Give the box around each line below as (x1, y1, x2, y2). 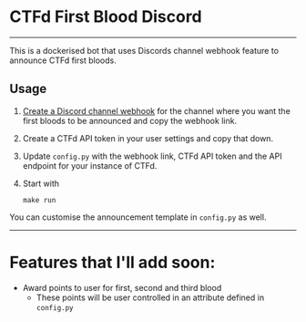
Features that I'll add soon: (9, 252, 216, 273)
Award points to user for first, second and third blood (22, 282, 222, 293)
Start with (22, 178, 60, 189)
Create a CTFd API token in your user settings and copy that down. (22, 132, 274, 143)
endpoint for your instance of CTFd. (22, 160, 158, 171)
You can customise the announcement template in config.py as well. (9, 212, 267, 223)
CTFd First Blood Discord (9, 6, 202, 27)
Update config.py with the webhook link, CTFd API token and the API (22, 151, 282, 161)
